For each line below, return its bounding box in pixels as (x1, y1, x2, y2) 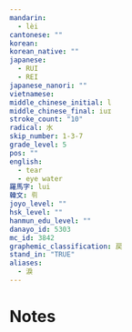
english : (9, 156, 43, 166)
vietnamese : (9, 89, 55, 98)
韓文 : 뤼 (9, 191, 38, 200)
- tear (17, 166, 43, 175)
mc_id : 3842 (9, 233, 55, 242)
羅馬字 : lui (9, 183, 51, 192)
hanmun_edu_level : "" (9, 216, 92, 226)
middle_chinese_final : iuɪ (9, 106, 112, 116)
